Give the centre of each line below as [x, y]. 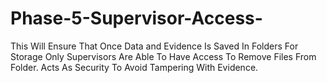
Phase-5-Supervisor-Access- [136, 18]
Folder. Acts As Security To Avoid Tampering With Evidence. [134, 67]
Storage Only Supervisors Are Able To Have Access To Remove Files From [163, 56]
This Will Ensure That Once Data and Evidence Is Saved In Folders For [154, 46]
